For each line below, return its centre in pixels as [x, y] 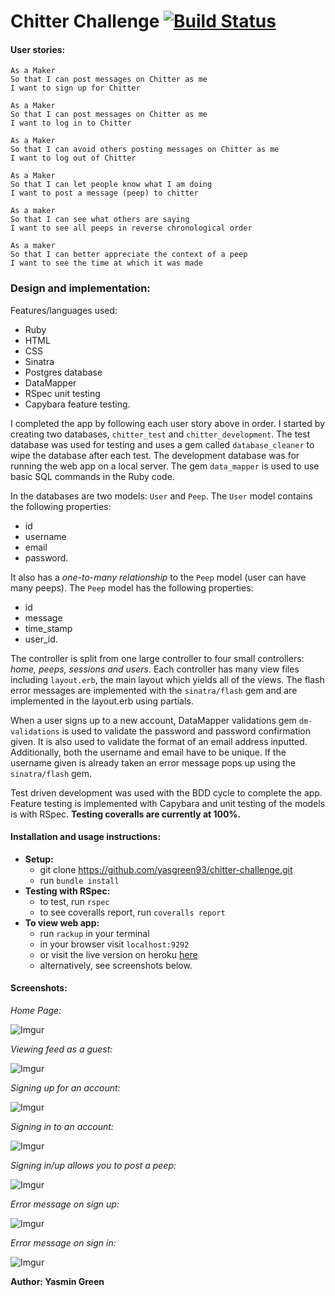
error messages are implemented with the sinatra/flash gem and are [154, 690]
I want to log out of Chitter [73, 158]
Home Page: [36, 1011]
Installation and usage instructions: [86, 837]
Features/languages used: [64, 310]
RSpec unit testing [62, 393]
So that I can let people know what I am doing [111, 185]
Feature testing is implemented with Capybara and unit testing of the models [168, 803]
